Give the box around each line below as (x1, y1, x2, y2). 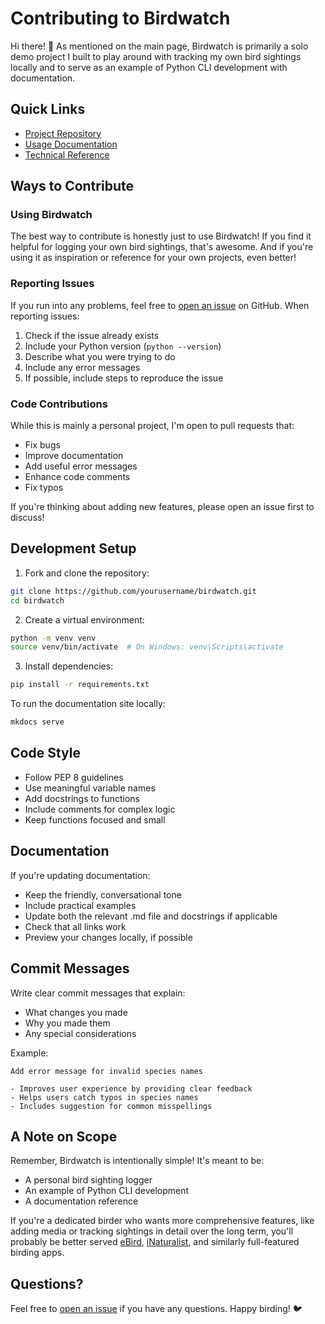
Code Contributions (10, 397, 108, 411)
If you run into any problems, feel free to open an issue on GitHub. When (10, 299, 310, 311)
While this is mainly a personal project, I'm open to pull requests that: (10, 420, 295, 432)
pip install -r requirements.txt (10, 680, 150, 690)
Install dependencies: (24, 660, 114, 672)
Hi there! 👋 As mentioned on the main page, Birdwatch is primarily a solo (10, 40, 309, 52)
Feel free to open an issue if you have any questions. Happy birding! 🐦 (10, 1303, 303, 1315)
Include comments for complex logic (24, 803, 176, 815)
